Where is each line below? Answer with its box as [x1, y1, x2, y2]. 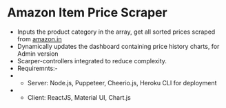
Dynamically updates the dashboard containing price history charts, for [17, 42, 220, 50]
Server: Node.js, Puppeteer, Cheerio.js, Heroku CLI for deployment [27, 78, 217, 87]
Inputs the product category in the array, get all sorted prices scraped [17, 28, 216, 36]
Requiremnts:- [17, 64, 59, 72]
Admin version [17, 50, 59, 58]
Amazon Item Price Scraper [7, 5, 167, 21]
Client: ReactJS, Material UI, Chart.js [27, 93, 131, 101]
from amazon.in [17, 34, 62, 43]
